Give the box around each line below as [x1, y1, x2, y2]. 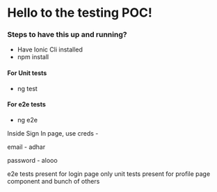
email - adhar [7, 143, 46, 151]
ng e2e [17, 115, 38, 124]
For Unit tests [7, 69, 47, 77]
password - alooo [7, 156, 58, 164]
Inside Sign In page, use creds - [7, 129, 99, 137]
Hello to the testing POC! [7, 5, 153, 21]
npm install [17, 53, 49, 61]
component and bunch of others [7, 177, 100, 185]
